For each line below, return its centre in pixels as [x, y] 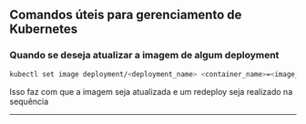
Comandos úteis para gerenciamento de [126, 15]
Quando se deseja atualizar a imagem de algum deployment [144, 56]
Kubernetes [44, 30]
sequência [29, 101]
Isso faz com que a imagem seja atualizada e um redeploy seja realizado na [151, 91]
